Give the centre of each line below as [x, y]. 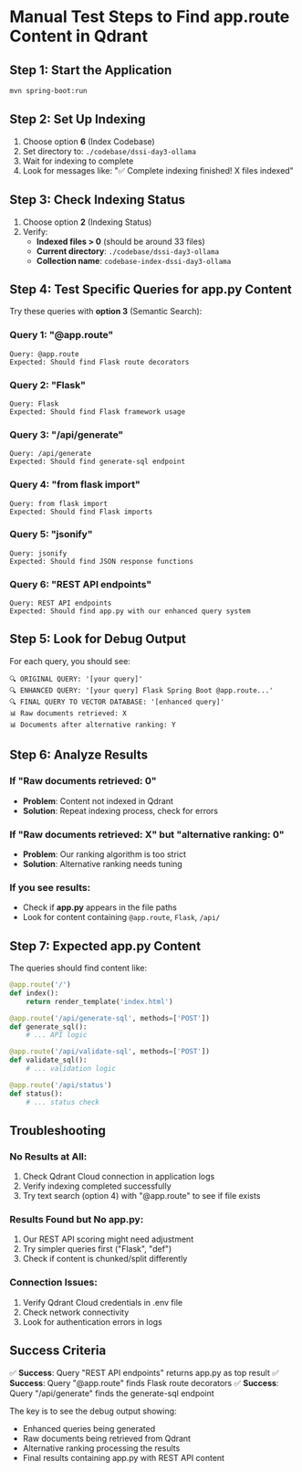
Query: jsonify [38, 553]
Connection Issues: [53, 1283]
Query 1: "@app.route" [62, 335]
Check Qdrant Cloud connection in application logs [119, 1177]
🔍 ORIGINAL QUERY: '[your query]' [76, 679]
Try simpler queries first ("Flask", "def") [97, 1249]
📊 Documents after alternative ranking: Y [93, 725]
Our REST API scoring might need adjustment [108, 1239]
